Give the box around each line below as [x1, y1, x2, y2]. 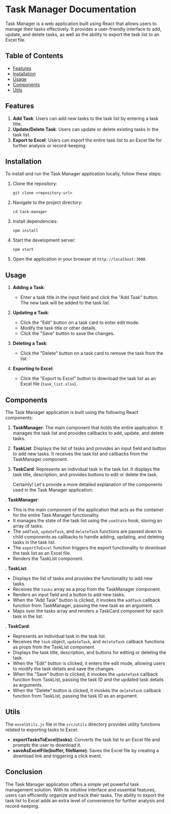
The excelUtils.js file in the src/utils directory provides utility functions [5, 721, 161, 727]
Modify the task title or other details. [20, 325, 97, 331]
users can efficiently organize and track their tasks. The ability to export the [5, 792, 165, 798]
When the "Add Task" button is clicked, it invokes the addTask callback [12, 597, 161, 603]
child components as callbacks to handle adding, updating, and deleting [12, 534, 164, 540]
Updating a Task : [12, 310, 50, 316]
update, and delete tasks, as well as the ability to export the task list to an [5, 31, 160, 37]
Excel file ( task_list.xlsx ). [20, 381, 78, 387]
